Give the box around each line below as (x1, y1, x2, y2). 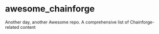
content (20, 24, 36, 30)
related (5, 24, 20, 30)
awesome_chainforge (5, 3, 95, 14)
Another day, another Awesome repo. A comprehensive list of (5, 19, 129, 25)
